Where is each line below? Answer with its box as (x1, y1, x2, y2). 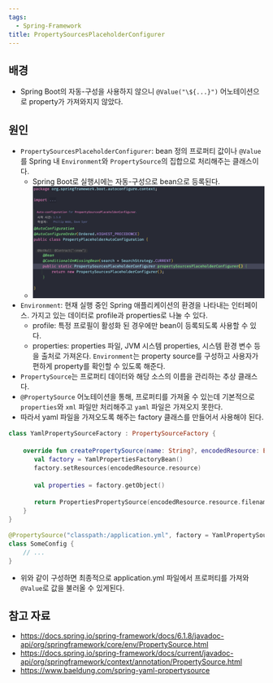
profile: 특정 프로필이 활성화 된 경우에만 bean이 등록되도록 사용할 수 (32, 321, 249, 331)
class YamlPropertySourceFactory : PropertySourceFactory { (8, 430, 217, 438)
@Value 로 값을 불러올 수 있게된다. (19, 583, 125, 593)
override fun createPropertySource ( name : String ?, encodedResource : (23, 447, 260, 455)
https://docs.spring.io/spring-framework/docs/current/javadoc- (19, 648, 234, 659)
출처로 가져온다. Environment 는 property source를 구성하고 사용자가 (41, 351, 258, 361)
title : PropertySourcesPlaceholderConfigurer (8, 30, 165, 38)
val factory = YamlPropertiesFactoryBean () (33, 456, 184, 464)
